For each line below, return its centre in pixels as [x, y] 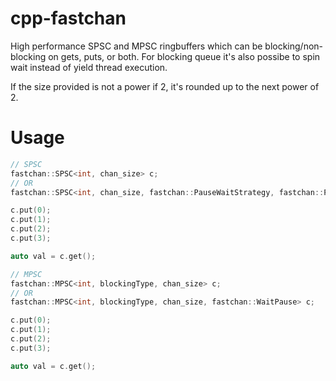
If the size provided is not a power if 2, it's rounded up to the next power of [165, 86]
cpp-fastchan [68, 18]
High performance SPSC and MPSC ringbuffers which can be [136, 46]
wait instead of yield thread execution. [89, 67]
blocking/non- [294, 46]
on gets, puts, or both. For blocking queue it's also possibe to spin [184, 56]
